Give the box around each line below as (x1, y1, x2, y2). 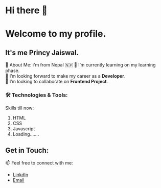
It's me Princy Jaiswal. (5, 48, 79, 57)
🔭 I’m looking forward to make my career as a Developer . (5, 73, 126, 79)
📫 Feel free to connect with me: (5, 160, 73, 166)
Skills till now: (5, 105, 34, 111)
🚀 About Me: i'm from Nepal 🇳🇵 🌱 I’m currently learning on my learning (5, 62, 156, 68)
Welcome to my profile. (5, 28, 106, 40)
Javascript (12, 126, 35, 132)
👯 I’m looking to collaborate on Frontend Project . (5, 79, 108, 85)
